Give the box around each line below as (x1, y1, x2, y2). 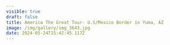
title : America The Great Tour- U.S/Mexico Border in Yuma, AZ (6, 19, 164, 25)
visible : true (6, 8, 41, 15)
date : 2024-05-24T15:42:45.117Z (6, 30, 85, 36)
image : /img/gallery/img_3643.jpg (6, 25, 91, 31)
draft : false (6, 14, 38, 20)
